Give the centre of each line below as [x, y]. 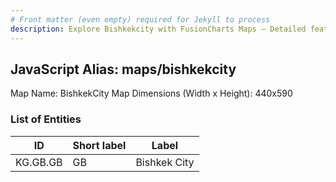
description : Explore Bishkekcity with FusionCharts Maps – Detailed [158, 29]
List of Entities [46, 119]
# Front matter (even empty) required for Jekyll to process [140, 19]
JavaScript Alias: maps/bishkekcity [123, 69]
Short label [99, 145]
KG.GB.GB [39, 162]
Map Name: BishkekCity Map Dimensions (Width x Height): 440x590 [151, 93]
